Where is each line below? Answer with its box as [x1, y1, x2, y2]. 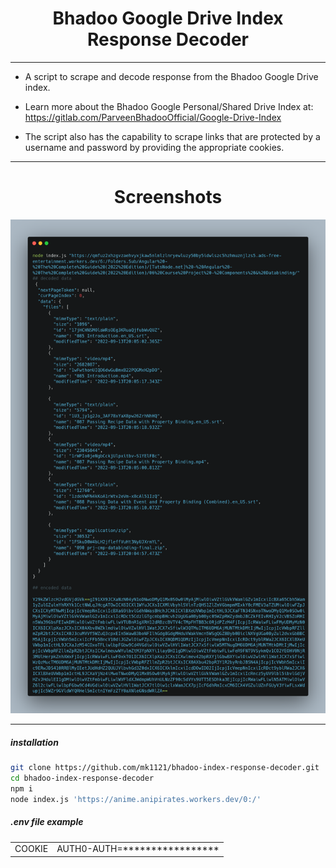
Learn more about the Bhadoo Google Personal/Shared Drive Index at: [24, 100, 314, 112]
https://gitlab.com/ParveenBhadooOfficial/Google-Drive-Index [24, 111, 282, 123]
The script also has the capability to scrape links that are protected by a [24, 130, 321, 142]
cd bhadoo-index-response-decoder [10, 773, 155, 784]
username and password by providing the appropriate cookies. [24, 141, 285, 153]
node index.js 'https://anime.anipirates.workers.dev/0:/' [10, 794, 262, 804]
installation [10, 736, 59, 748]
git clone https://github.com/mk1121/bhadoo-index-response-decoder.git [10, 763, 320, 773]
